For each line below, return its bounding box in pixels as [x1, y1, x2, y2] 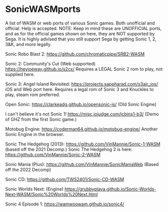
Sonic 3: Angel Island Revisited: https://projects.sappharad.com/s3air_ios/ [5, 81, 158, 87]
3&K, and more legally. [5, 41, 52, 47]
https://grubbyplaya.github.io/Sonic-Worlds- [64, 186, 156, 192]
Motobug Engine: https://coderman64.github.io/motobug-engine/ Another [5, 126, 158, 132]
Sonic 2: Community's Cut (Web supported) [5, 60, 96, 66]
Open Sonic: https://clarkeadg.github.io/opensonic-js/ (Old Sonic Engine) [5, 101, 156, 107]
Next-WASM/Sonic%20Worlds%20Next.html [5, 191, 98, 197]
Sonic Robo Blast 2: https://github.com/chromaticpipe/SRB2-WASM [5, 51, 145, 57]
